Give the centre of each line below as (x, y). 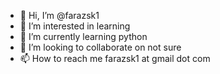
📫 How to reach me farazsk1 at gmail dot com (115, 58)
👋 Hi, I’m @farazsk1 (59, 15)
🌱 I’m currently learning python (83, 36)
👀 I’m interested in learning (75, 26)
